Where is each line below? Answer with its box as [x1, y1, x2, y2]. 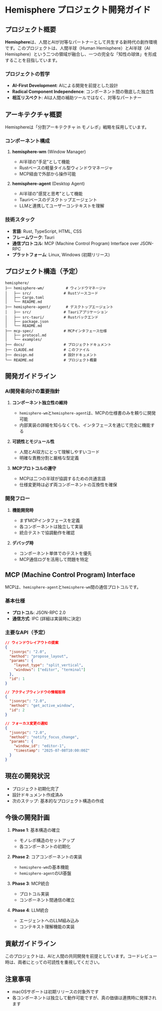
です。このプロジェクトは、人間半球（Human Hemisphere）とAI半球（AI [5, 45, 150, 51]
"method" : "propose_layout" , [9, 654, 68, 659]
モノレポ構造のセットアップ [19, 837, 75, 843]
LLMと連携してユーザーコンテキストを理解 [19, 203, 104, 209]
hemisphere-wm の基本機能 [19, 864, 69, 870]
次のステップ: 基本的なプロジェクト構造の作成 [12, 798, 104, 803]
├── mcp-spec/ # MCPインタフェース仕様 [5, 329, 107, 333]
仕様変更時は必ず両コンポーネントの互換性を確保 [19, 482, 117, 488]
